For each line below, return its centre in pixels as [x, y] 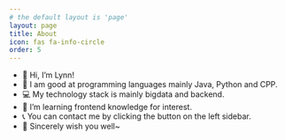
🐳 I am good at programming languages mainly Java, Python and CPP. [150, 85]
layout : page [33, 26]
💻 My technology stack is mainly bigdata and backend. [123, 94]
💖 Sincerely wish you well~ [71, 126]
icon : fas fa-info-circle [57, 42]
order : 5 [25, 50]
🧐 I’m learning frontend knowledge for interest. [107, 107]
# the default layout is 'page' [69, 17]
